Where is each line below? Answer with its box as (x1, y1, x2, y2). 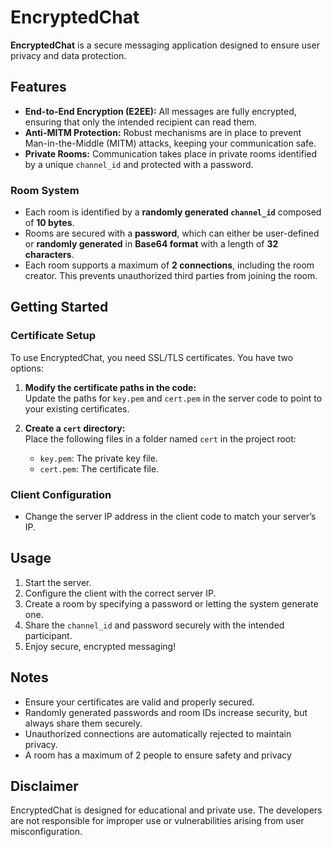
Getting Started (10, 299, 109, 316)
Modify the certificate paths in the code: (24, 381, 197, 393)
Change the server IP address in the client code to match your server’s (24, 511, 317, 523)
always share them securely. (24, 717, 143, 729)
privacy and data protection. (10, 49, 127, 61)
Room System (10, 183, 80, 197)
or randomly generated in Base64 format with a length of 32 (24, 238, 279, 250)
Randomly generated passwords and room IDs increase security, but (24, 706, 308, 718)
